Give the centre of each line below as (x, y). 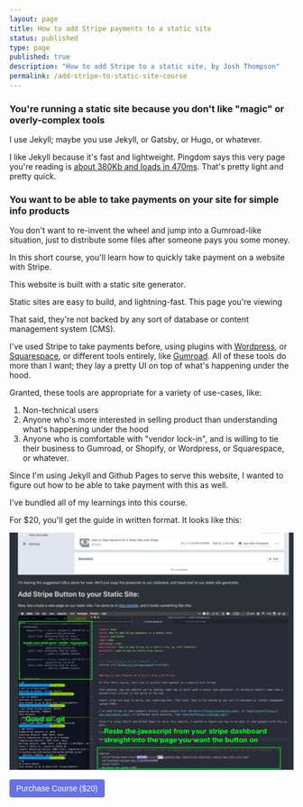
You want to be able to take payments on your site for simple (144, 200)
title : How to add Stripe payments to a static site (110, 28)
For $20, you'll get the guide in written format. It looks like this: (125, 520)
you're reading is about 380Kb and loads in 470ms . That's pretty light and (147, 167)
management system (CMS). (62, 329)
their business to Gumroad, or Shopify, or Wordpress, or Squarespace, (153, 449)
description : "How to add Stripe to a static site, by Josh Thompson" (145, 67)
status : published (44, 38)
